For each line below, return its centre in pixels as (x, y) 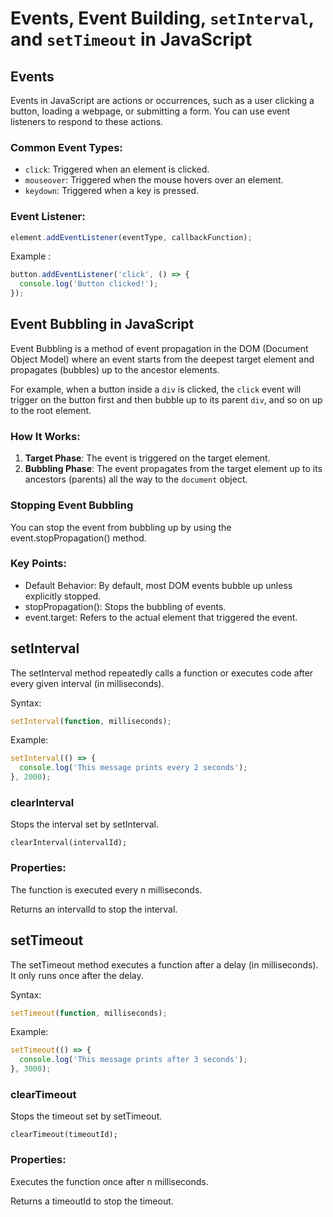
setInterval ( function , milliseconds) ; (91, 721)
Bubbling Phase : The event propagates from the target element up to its (173, 469)
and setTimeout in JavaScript (131, 39)
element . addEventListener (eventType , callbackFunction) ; (131, 237)
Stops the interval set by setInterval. (84, 824)
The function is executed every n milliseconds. (106, 889)
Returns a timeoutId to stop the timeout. (92, 1201)
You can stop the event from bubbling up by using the (121, 527)
